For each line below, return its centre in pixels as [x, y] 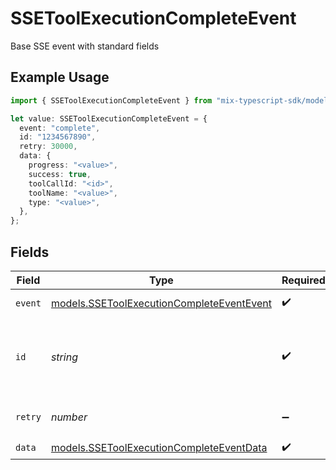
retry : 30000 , [48, 147]
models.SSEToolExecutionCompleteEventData [159, 448]
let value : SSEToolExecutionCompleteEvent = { [109, 118]
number [69, 417]
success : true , [60, 174]
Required [303, 280]
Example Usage [60, 77]
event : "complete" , [60, 128]
